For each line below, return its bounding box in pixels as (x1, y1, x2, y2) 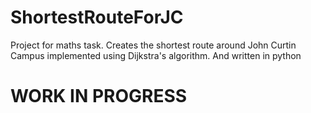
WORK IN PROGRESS (10, 85, 188, 108)
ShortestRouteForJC (10, 6, 184, 29)
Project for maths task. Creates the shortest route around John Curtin (10, 39, 297, 51)
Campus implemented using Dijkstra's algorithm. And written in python (10, 49, 302, 61)
